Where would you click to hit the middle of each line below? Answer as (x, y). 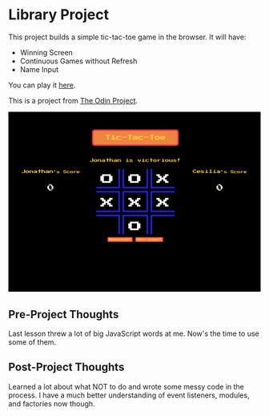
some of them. (32, 342)
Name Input (39, 69)
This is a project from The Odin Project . (73, 100)
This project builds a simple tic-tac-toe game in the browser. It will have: (127, 37)
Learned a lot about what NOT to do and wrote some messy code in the (126, 386)
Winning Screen (46, 52)
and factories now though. (52, 403)
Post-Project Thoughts (66, 368)
